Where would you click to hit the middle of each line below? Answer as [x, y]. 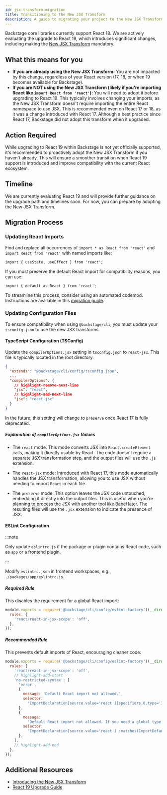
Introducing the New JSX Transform [49, 782]
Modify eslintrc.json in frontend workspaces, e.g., [58, 571]
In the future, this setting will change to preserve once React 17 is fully [77, 418]
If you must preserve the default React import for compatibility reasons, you [83, 271]
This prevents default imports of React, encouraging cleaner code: [73, 652]
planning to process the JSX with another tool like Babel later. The [80, 504]
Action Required [31, 135]
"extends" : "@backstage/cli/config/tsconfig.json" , [64, 371]
